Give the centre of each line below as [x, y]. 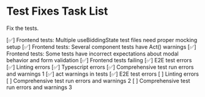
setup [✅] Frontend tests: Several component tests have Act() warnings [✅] [102, 46]
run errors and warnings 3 [39, 87]
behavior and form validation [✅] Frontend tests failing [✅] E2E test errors [99, 60]
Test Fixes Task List [57, 11]
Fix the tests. [23, 28]
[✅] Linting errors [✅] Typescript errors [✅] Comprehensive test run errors [100, 67]
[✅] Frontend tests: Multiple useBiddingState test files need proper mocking [102, 40]
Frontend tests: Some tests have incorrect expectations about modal [92, 54]
